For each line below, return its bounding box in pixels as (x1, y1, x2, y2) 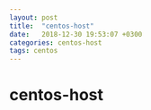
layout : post (9, 13, 58, 22)
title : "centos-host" (9, 21, 94, 30)
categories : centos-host (9, 38, 102, 47)
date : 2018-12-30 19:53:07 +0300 (9, 30, 143, 38)
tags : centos (9, 47, 58, 55)
